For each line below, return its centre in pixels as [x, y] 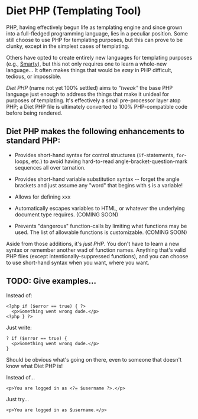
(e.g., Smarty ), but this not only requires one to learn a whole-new [87, 64]
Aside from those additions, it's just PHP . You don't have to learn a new [93, 243]
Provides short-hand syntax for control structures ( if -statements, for [99, 155]
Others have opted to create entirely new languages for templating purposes [99, 57]
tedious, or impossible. [34, 76]
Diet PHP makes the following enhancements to [95, 131]
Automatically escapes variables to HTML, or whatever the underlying [100, 208]
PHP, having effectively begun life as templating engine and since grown [94, 27]
